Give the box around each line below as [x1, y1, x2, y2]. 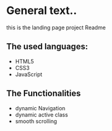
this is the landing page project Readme [6, 24, 106, 31]
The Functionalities [6, 88, 81, 99]
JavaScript [15, 71, 43, 78]
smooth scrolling [15, 117, 57, 125]
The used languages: [6, 41, 88, 52]
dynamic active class [15, 111, 68, 118]
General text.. [6, 4, 77, 18]
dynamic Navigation [15, 104, 66, 112]
